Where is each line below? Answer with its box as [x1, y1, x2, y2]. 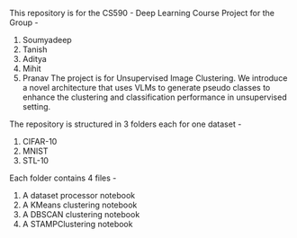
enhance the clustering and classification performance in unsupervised [22, 92, 287, 102]
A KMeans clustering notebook [22, 199, 138, 210]
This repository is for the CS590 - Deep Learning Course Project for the [9, 8, 274, 18]
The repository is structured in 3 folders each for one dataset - [9, 119, 242, 129]
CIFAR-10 [22, 137, 58, 146]
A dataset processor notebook [22, 190, 136, 200]
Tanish [22, 44, 48, 55]
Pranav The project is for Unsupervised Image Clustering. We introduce [22, 73, 288, 84]
